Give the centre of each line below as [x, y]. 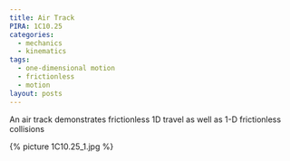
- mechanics [40, 43]
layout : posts [36, 93]
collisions [27, 128]
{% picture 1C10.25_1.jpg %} [62, 147]
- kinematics [42, 52]
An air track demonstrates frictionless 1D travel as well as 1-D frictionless [145, 119]
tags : [19, 60]
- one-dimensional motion [67, 69]
